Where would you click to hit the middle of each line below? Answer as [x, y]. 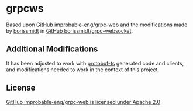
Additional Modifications [52, 49]
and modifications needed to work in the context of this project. [83, 70]
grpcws [25, 8]
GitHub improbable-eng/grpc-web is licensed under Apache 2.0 [83, 102]
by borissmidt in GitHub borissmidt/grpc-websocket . [70, 30]
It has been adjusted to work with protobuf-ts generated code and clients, [95, 63]
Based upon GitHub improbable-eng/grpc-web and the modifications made [97, 25]
